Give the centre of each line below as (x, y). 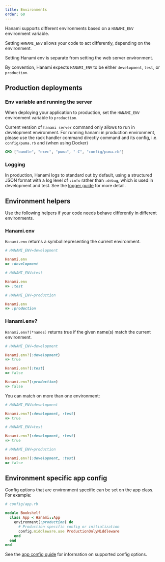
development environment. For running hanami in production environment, (80, 133)
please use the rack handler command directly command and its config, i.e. (82, 138)
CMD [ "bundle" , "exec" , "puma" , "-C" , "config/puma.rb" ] (65, 152)
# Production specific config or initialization (69, 527)
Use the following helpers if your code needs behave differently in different (81, 213)
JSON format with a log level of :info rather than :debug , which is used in (79, 180)
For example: (18, 495)
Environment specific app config (56, 478)
